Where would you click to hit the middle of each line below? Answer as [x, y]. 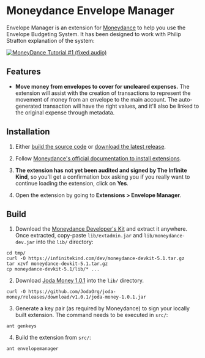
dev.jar [25, 242]
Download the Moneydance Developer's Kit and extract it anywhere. [101, 229]
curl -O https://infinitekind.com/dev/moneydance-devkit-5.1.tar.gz [95, 259]
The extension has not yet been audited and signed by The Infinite [101, 170]
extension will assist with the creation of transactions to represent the [103, 93]
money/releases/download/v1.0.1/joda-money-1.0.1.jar [76, 297]
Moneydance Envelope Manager [90, 11]
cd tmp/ [16, 253]
